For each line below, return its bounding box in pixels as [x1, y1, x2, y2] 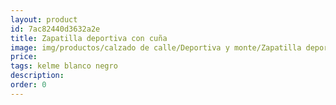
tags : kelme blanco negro [10, 61, 118, 71]
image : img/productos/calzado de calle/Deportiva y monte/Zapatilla [10, 42, 302, 53]
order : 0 [10, 80, 47, 90]
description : [10, 71, 65, 81]
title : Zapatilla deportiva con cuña [10, 33, 168, 43]
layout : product [10, 14, 78, 25]
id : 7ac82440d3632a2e [10, 24, 101, 34]
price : [10, 52, 38, 62]
